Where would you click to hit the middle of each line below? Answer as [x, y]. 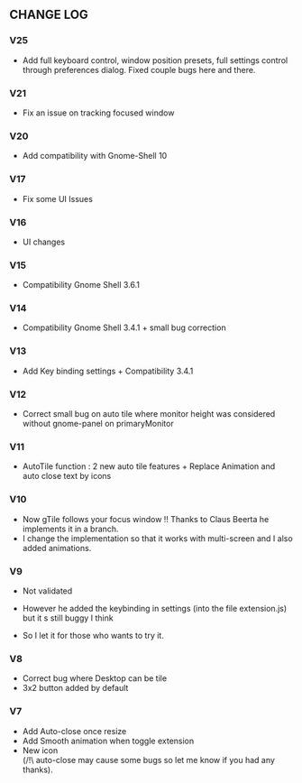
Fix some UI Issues [57, 198]
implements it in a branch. [70, 529]
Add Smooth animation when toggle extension [108, 741]
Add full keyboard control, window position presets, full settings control [155, 60]
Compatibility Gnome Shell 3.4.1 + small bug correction [124, 327]
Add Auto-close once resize [74, 731]
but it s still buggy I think [68, 618]
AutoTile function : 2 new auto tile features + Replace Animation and [149, 466]
